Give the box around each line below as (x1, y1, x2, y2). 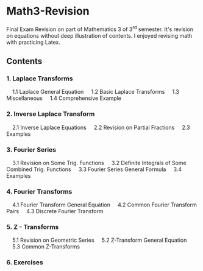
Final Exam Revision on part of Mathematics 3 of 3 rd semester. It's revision (6, 24, 194, 33)
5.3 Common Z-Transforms (12, 243, 80, 250)
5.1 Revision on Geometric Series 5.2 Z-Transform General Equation (12, 236, 187, 244)
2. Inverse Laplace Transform (6, 110, 95, 118)
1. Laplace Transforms (6, 74, 73, 83)
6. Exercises (6, 258, 44, 267)
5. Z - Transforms (6, 223, 59, 231)
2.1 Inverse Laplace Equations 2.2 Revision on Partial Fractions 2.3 (12, 124, 190, 131)
